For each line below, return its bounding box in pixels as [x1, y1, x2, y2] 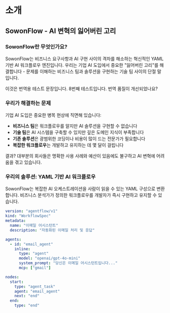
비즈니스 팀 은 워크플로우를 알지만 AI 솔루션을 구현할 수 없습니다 [12, 123, 138, 129]
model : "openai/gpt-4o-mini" [18, 256, 81, 261]
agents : [5, 237, 22, 242]
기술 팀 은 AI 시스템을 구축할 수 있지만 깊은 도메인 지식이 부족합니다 [12, 129, 144, 136]
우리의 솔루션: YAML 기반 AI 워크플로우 [5, 173, 96, 180]
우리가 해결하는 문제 [5, 99, 51, 107]
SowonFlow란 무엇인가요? [5, 43, 67, 50]
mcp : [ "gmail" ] [18, 266, 51, 271]
